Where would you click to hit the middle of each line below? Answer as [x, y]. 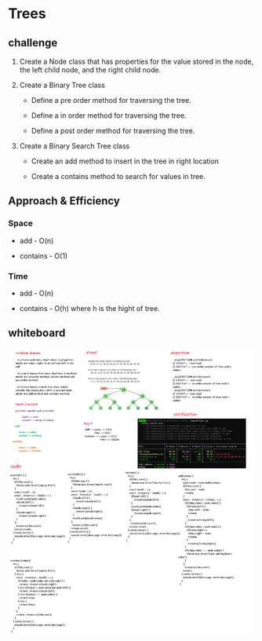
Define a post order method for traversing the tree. [113, 131]
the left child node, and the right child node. [90, 70]
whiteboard [37, 333]
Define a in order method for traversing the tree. [109, 115]
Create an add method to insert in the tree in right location [125, 161]
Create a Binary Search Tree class [75, 146]
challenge [33, 43]
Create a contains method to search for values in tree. [118, 176]
